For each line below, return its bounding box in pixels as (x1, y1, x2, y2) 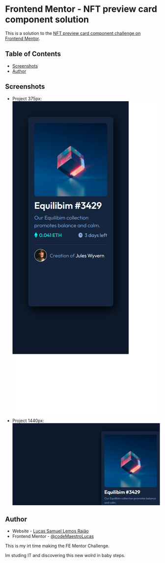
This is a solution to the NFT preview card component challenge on (5, 30, 141, 36)
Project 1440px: (12, 417, 44, 423)
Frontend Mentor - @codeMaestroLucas (12, 533, 94, 539)
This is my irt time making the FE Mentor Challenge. (5, 543, 110, 549)
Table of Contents (5, 50, 61, 58)
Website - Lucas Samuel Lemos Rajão (12, 528, 89, 534)
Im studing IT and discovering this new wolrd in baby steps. (5, 552, 126, 558)
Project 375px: (12, 95, 42, 102)
